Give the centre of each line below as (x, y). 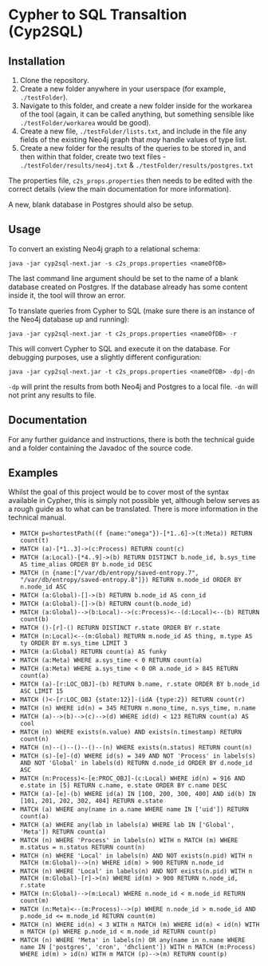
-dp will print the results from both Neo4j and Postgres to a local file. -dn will (133, 386)
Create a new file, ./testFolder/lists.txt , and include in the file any (133, 131)
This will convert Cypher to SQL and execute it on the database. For (120, 348)
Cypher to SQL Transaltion (98, 15)
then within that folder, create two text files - (93, 156)
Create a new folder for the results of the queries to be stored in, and (133, 148)
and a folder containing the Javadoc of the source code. (100, 448)
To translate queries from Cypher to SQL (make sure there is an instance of (132, 311)
